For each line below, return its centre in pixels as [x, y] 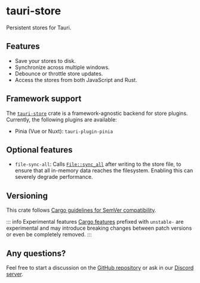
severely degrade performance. [54, 177]
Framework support [44, 99]
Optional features [39, 150]
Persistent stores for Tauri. [39, 28]
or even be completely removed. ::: [49, 235]
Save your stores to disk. [45, 60]
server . [15, 274]
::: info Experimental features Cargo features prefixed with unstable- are [95, 222]
